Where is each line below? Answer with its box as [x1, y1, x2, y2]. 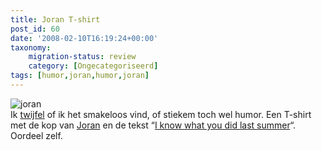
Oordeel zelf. [10, 129, 63, 141]
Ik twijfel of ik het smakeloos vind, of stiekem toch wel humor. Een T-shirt [10, 108, 312, 120]
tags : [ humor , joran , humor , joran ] [10, 71, 150, 81]
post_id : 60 [10, 24, 60, 34]
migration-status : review [28, 52, 137, 62]
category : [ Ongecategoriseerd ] [28, 61, 159, 71]
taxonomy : [10, 42, 52, 53]
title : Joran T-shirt [10, 14, 101, 25]
